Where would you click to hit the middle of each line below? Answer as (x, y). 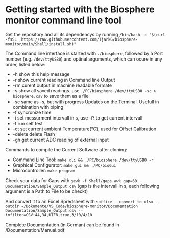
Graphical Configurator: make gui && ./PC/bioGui (64, 165)
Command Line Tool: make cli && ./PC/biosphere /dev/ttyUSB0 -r (83, 160)
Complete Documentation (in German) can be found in (63, 225)
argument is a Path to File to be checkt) (47, 191)
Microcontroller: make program (44, 170)
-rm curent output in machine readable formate (62, 85)
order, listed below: (26, 64)
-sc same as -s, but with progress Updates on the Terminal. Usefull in (86, 102)
